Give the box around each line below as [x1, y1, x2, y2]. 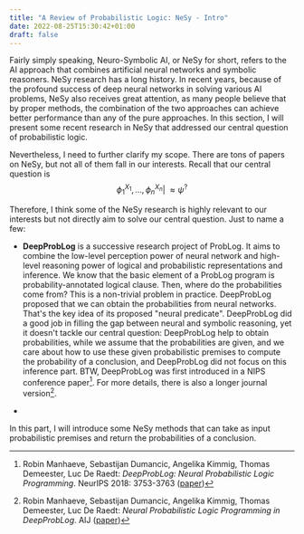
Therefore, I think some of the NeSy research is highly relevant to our [9, 204, 268, 215]
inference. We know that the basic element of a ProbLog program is [22, 269, 275, 281]
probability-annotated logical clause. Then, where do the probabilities [22, 279, 282, 290]
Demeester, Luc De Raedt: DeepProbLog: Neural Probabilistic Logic [22, 468, 275, 480]
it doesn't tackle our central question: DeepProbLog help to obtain [22, 327, 270, 338]
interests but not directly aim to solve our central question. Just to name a [9, 214, 285, 224]
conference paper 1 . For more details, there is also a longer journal [22, 375, 268, 387]
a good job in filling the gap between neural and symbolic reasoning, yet [22, 318, 292, 329]
